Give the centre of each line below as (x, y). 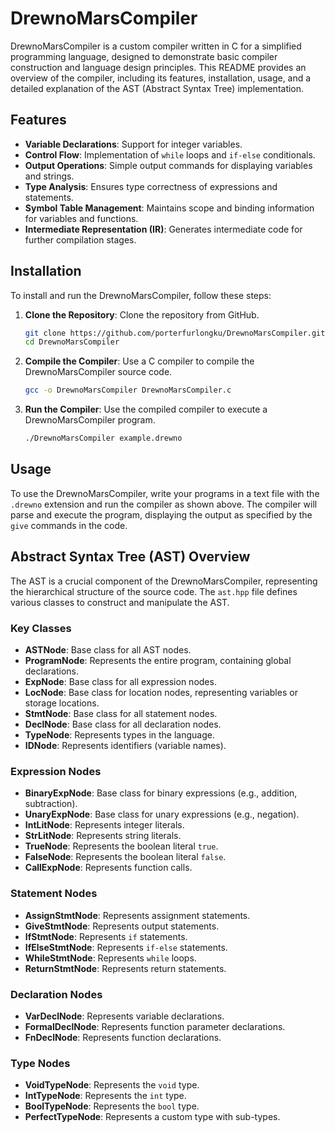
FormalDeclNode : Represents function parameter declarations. (155, 1026)
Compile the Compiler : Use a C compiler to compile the (139, 361)
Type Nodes (40, 1063)
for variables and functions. (81, 218)
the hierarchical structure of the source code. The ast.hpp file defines (154, 591)
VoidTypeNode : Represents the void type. (112, 1085)
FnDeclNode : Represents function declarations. (123, 1037)
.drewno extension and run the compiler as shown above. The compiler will (164, 504)
